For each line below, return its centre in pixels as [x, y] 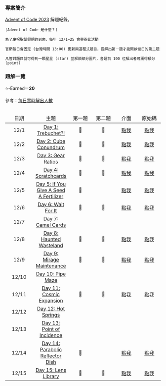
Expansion [51, 300]
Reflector [51, 356]
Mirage [51, 259]
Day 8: [51, 233]
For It [51, 210]
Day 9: [51, 253]
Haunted [51, 239]
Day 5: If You [51, 184]
